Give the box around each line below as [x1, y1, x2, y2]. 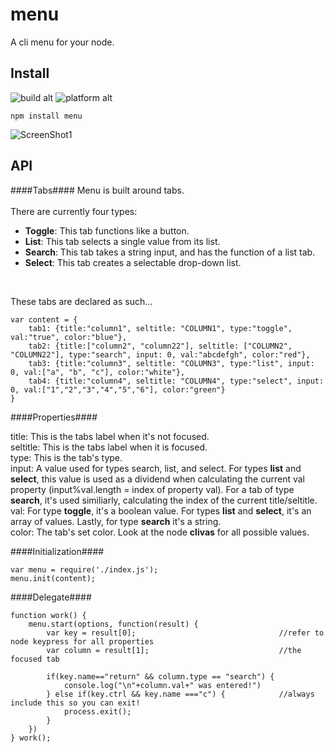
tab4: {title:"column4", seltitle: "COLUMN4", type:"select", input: [28, 376, 325, 386]
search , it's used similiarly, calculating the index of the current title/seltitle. [10, 494, 318, 506]
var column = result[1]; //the [46, 645, 302, 655]
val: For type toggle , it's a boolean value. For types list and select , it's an [10, 504, 312, 517]
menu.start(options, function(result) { [28, 619, 199, 629]
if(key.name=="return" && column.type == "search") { [46, 671, 275, 682]
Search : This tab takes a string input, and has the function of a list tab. [24, 246, 316, 258]
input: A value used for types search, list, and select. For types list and [10, 462, 302, 474]
